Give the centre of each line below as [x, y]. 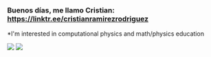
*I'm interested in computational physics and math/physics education [106, 34]
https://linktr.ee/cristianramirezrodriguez [78, 19]
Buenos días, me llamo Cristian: [61, 10]
